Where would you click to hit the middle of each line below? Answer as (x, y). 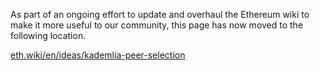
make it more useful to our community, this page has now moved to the (157, 25)
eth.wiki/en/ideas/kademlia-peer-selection (98, 55)
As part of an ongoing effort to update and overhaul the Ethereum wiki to (160, 14)
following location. (48, 35)
